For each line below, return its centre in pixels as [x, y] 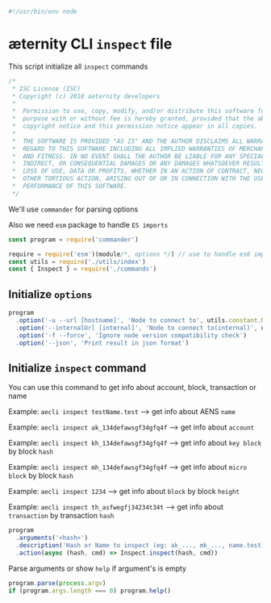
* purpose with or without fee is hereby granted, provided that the [133, 119]
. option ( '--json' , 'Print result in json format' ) [102, 343]
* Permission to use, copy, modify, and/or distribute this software [133, 111]
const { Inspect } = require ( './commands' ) [83, 269]
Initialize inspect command [77, 368]
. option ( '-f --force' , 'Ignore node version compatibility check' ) [131, 335]
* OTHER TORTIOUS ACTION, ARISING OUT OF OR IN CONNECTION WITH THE [131, 179]
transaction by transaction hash [61, 516]
